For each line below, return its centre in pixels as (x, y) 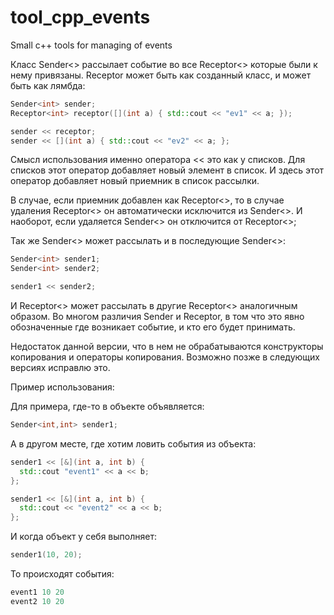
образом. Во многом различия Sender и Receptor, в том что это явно (157, 317)
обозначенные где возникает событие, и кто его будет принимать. (153, 327)
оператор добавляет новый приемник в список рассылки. (135, 181)
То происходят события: (62, 574)
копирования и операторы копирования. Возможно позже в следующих (165, 357)
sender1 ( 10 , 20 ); (46, 555)
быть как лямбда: (48, 85)
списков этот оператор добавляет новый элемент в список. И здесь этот (167, 170)
